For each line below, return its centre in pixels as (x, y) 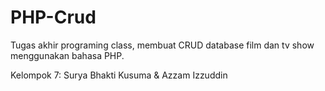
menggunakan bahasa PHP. (67, 55)
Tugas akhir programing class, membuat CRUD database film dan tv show (162, 45)
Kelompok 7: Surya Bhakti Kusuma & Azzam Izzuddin (119, 75)
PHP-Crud (53, 17)
